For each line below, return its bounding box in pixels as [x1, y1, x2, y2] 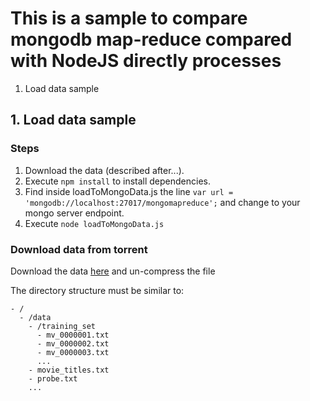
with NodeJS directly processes [10, 50, 282, 72]
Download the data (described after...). [24, 164, 185, 176]
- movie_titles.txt [28, 365, 110, 375]
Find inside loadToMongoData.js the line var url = [24, 185, 234, 197]
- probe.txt [28, 373, 78, 384]
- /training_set [28, 321, 97, 331]
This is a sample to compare [10, 7, 248, 30]
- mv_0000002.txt [36, 338, 110, 349]
